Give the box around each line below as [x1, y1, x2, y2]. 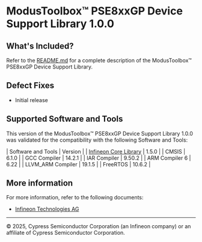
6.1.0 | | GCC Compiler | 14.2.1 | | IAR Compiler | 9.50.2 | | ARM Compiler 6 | [6, 154, 191, 162]
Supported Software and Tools [6, 114, 123, 124]
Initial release [14, 96, 48, 103]
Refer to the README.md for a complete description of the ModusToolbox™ [6, 57, 192, 64]
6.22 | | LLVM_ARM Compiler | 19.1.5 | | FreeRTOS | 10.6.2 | [6, 160, 151, 168]
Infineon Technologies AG [14, 205, 79, 213]
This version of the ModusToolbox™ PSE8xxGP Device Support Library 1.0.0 [6, 130, 194, 137]
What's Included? [6, 41, 74, 51]
